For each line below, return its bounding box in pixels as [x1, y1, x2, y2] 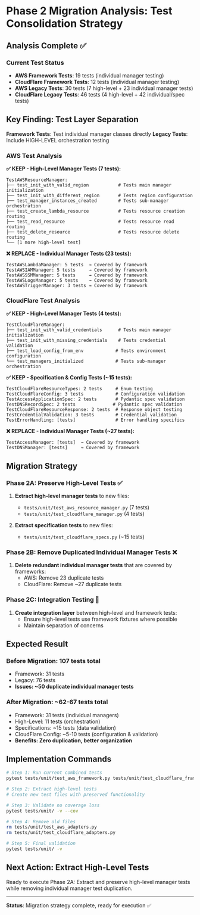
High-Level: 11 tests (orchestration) [14, 718, 101, 725]
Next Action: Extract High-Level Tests [6, 863, 149, 873]
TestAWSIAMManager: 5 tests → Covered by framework [6, 267, 148, 273]
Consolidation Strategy [6, 17, 123, 30]
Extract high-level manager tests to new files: [14, 492, 129, 499]
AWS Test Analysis [6, 151, 62, 160]
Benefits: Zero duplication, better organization [14, 737, 133, 744]
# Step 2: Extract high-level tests [6, 786, 97, 792]
